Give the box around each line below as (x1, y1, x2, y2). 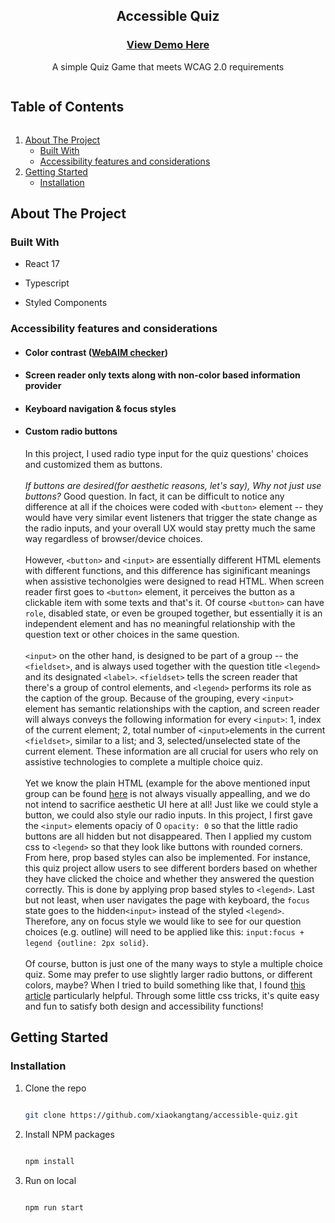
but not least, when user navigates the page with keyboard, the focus (24, 894, 310, 906)
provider (24, 380, 62, 392)
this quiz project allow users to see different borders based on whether (24, 862, 318, 874)
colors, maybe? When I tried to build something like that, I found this (24, 979, 306, 991)
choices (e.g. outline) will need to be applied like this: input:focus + (24, 926, 305, 938)
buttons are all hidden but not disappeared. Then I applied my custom (24, 830, 312, 843)
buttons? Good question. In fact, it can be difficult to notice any (24, 490, 285, 503)
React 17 (24, 258, 60, 270)
